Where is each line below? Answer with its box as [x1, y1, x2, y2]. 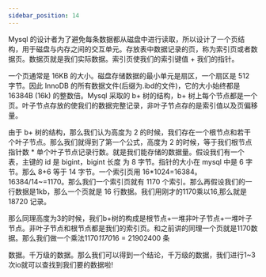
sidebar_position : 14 [8, 11, 80, 20]
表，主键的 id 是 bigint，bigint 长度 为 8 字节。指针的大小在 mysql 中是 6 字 [8, 157, 253, 166]
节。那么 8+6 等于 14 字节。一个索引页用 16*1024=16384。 [8, 167, 202, 176]
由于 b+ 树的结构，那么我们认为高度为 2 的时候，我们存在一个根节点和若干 [8, 127, 252, 137]
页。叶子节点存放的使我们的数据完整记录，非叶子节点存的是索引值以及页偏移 [8, 101, 258, 110]
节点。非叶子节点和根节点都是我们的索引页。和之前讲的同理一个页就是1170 [8, 223, 251, 233]
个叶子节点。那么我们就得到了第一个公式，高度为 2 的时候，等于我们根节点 [8, 137, 253, 146]
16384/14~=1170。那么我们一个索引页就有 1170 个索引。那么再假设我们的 [8, 176, 245, 186]
